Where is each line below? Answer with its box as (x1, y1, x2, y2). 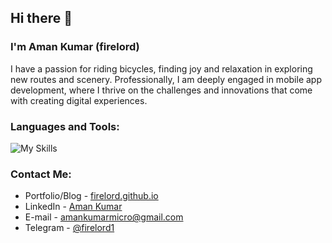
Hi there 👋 (10, 10, 73, 27)
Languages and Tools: (10, 119, 120, 133)
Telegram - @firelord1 (24, 222, 115, 234)
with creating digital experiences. (10, 94, 148, 106)
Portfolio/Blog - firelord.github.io (24, 190, 159, 202)
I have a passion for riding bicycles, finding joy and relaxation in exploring (10, 62, 313, 75)
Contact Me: (10, 167, 72, 181)
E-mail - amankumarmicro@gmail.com (24, 211, 184, 223)
